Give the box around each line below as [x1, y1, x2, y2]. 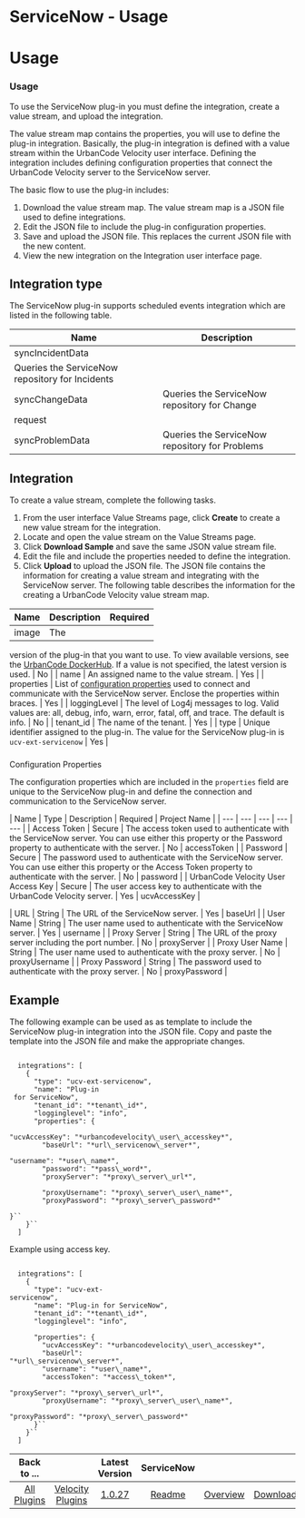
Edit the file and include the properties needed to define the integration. [22, 551, 290, 562]
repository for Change [162, 399, 257, 412]
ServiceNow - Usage [9, 6, 169, 27]
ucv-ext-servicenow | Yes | [9, 737, 109, 748]
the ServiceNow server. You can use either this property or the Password [9, 833, 283, 844]
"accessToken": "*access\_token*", [42, 1373, 177, 1382]
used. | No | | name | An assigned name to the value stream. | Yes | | [9, 669, 265, 680]
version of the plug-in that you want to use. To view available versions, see [9, 650, 290, 661]
